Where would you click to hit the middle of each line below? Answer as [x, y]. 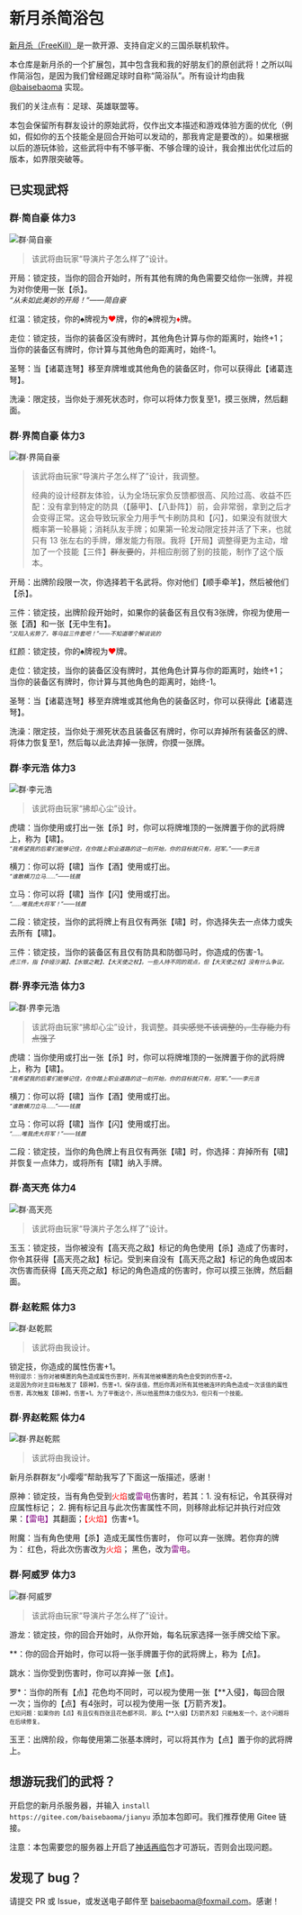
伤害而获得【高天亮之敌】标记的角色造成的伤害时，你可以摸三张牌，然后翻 [155, 1270]
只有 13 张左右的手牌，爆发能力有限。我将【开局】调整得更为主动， [156, 540]
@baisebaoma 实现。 [49, 87]
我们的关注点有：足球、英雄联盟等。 [76, 105]
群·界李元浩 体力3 [47, 986]
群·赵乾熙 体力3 [43, 1307]
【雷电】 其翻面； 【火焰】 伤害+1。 [84, 1518]
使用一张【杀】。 [62, 288]
